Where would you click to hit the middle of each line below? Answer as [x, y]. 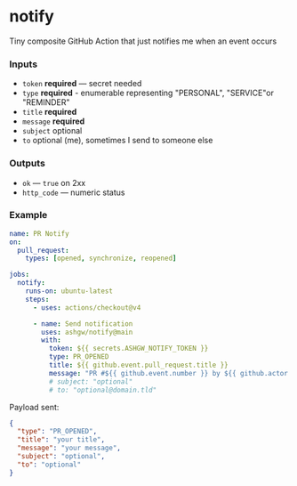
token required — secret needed [82, 84]
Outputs [28, 164]
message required [53, 121]
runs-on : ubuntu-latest [69, 291]
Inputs [24, 64]
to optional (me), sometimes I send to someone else [117, 141]
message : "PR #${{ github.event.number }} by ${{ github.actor [169, 373]
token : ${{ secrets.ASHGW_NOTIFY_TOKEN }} [128, 349]
